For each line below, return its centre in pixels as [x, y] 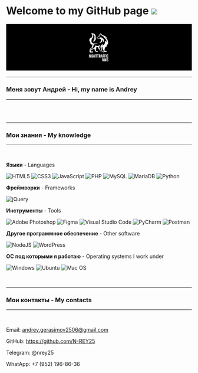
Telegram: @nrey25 [30, 353]
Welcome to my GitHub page [77, 11]
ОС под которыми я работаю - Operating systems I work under [85, 256]
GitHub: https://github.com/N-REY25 [51, 341]
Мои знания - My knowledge [49, 135]
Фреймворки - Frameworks [41, 188]
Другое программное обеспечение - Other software [73, 234]
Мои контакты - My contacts [49, 300]
